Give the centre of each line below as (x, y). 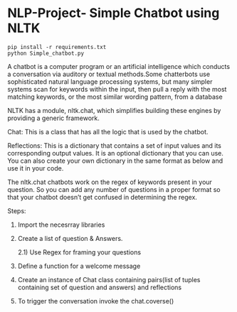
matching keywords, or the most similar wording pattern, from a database (115, 97)
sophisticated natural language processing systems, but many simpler (110, 81)
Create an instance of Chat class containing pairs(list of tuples (109, 279)
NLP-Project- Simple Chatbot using (114, 13)
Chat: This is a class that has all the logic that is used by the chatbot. (108, 131)
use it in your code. (36, 168)
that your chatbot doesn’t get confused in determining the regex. (102, 197)
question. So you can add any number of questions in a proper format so (114, 189)
